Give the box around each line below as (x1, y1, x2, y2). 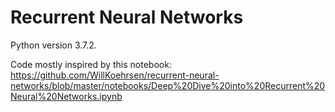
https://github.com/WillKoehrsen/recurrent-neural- (10, 69, 220, 81)
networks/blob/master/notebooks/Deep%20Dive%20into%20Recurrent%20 (10, 79, 326, 91)
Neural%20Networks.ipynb (10, 90, 123, 102)
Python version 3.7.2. (10, 39, 97, 51)
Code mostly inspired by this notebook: (10, 58, 172, 70)
